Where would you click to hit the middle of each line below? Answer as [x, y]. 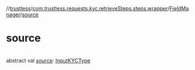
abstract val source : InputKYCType [48, 60]
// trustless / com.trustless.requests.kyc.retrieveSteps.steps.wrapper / [88, 8]
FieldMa [179, 8]
